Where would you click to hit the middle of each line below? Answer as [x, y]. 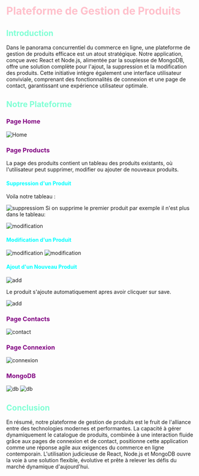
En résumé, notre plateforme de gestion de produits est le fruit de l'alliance [99, 422]
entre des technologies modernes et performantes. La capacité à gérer [94, 429]
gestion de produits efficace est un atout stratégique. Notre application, [94, 54]
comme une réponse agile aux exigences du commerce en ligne [85, 448]
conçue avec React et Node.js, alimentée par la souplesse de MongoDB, [95, 60]
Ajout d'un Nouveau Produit [42, 266]
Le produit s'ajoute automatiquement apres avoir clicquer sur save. [89, 292]
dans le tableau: [26, 214]
